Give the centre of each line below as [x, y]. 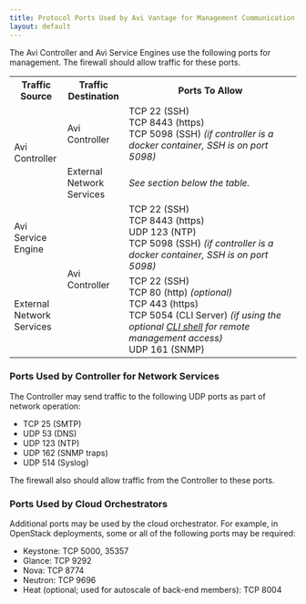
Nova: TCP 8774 [53, 570]
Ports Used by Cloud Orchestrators [89, 504]
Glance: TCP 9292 [57, 561]
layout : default [40, 26]
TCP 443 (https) [163, 304]
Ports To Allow [210, 90]
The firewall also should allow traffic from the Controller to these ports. [142, 480]
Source [36, 96]
